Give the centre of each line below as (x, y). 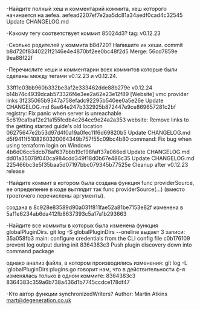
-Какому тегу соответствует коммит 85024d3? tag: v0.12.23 (84, 33)
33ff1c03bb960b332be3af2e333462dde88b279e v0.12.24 (79, 88)
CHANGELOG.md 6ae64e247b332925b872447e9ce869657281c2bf (91, 107)
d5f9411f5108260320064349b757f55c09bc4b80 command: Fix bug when (99, 139)
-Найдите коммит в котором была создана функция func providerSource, (100, 183)
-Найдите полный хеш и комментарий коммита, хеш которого (87, 9)
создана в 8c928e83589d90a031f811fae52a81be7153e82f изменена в (95, 207)
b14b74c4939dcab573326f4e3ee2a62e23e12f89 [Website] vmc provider (98, 94)
